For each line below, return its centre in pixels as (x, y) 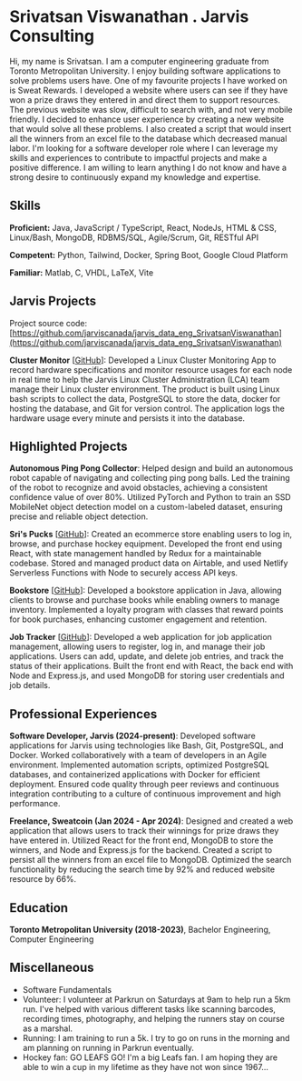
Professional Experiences (83, 714)
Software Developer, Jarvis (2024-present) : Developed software (132, 736)
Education (39, 908)
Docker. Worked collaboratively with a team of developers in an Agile (138, 756)
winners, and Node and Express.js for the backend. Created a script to (141, 850)
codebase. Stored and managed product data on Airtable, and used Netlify (149, 563)
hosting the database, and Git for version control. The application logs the (147, 408)
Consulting (52, 36)
